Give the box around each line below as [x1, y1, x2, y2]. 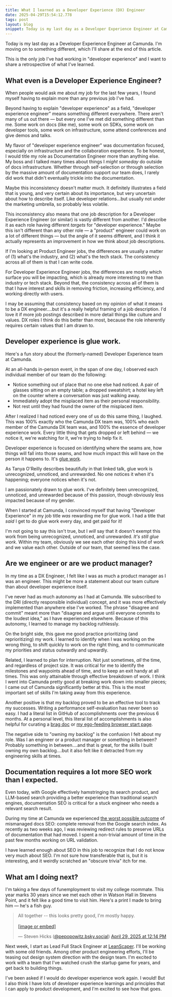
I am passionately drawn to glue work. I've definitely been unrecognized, [5, 486, 159, 492]
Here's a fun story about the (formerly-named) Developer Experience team [5, 351, 163, 357]
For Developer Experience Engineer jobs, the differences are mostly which [5, 269, 162, 275]
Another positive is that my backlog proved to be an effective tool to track [5, 699, 160, 705]
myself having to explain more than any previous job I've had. [5, 95, 135, 101]
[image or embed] [17, 923, 56, 929]
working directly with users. [5, 290, 64, 297]
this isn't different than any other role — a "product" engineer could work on [5, 227, 166, 233]
